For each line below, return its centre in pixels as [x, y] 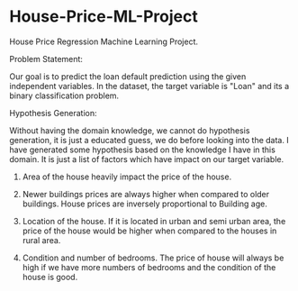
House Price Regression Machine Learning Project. [104, 41]
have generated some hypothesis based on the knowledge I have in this [143, 150]
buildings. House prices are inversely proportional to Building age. [145, 204]
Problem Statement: [46, 59]
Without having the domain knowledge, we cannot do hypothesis [130, 130]
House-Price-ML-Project [104, 17]
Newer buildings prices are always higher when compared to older [146, 194]
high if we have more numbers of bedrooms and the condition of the [149, 267]
